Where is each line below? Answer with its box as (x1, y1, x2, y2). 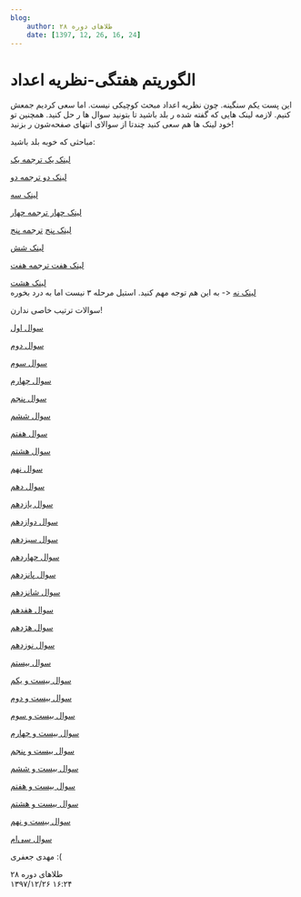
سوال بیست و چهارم (10, 728, 80, 739)
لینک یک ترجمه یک (10, 154, 71, 165)
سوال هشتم (10, 446, 51, 457)
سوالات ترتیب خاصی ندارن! (10, 305, 104, 316)
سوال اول (10, 322, 44, 333)
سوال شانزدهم (10, 587, 61, 598)
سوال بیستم (10, 657, 52, 669)
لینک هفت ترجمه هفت (10, 260, 85, 271)
